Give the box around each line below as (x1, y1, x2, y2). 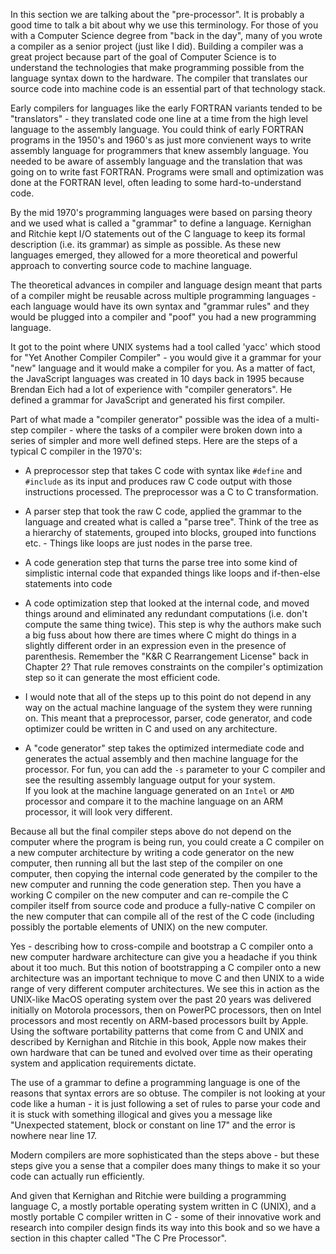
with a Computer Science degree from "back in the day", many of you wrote (10, 30, 323, 41)
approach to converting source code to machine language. (10, 260, 253, 271)
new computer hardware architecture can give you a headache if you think (10, 951, 318, 963)
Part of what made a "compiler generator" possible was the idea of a (10, 414, 293, 425)
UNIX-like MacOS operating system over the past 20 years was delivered (10, 994, 312, 1005)
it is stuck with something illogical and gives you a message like (10, 1109, 273, 1120)
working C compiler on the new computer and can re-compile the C (10, 889, 289, 901)
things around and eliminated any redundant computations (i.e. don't (24, 608, 308, 619)
